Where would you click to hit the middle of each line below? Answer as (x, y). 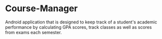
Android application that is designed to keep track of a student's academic (81, 22)
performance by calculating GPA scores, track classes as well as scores (79, 27)
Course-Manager (41, 9)
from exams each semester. (33, 32)
